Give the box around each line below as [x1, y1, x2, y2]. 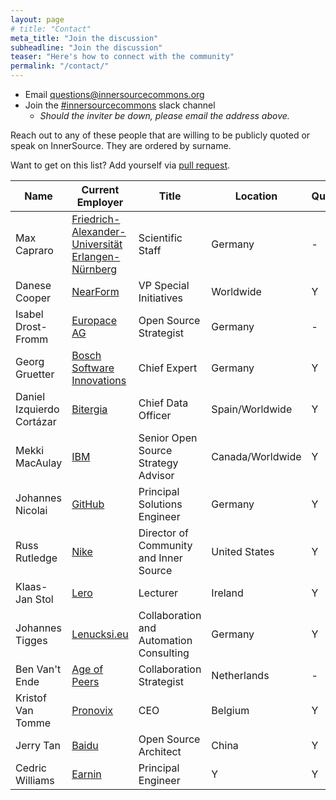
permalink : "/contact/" [10, 61, 110, 71]
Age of [71, 662, 104, 676]
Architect [138, 745, 182, 758]
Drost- [15, 320, 48, 333]
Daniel [15, 390, 46, 403]
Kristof [15, 691, 47, 705]
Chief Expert [138, 361, 198, 375]
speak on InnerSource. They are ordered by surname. [10, 140, 232, 151]
